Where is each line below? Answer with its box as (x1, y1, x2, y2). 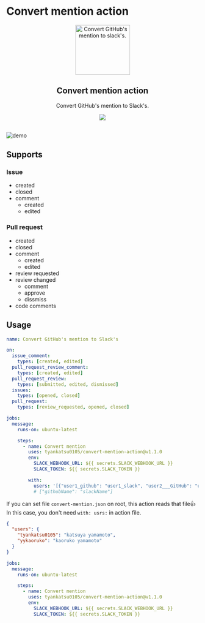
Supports (6, 149, 43, 160)
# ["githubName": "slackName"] (33, 488, 113, 494)
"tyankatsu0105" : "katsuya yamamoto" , (17, 532, 116, 538)
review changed (15, 276, 56, 283)
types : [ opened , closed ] (17, 393, 81, 399)
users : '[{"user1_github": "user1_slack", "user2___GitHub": (33, 483, 192, 489)
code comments (15, 302, 57, 309)
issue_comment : (12, 353, 51, 359)
